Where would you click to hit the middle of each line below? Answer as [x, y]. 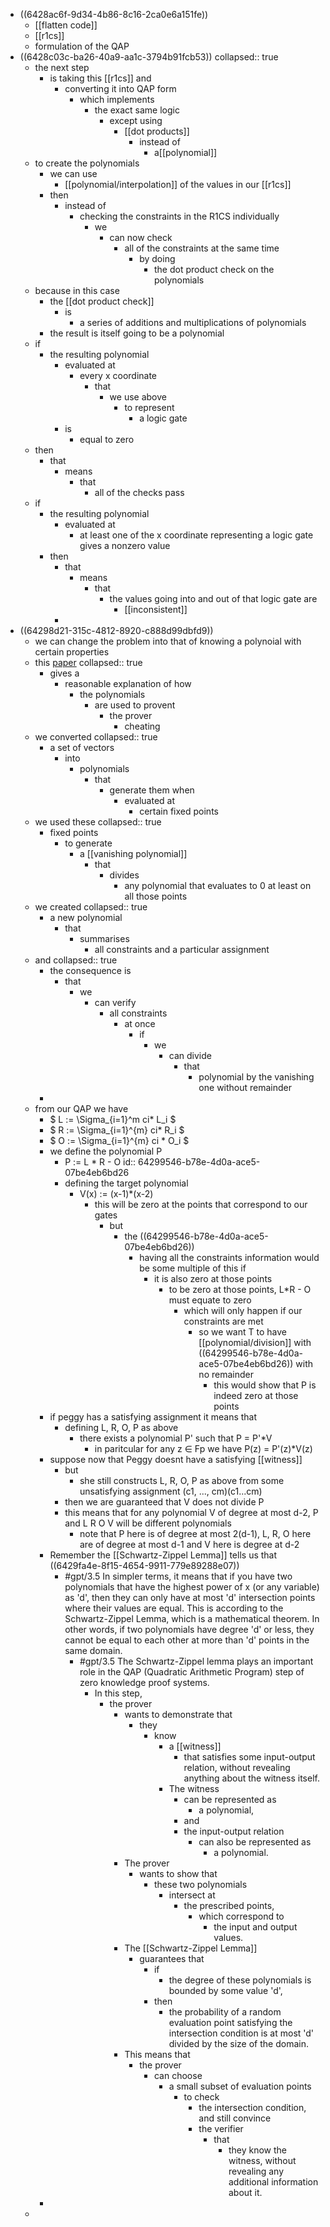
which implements [117, 99]
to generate [88, 843]
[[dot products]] [157, 131]
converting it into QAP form [120, 88]
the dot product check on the [214, 269]
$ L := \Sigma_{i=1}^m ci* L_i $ [113, 1119]
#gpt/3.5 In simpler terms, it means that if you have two [178, 1576]
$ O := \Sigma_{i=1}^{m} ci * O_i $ [119, 1140]
